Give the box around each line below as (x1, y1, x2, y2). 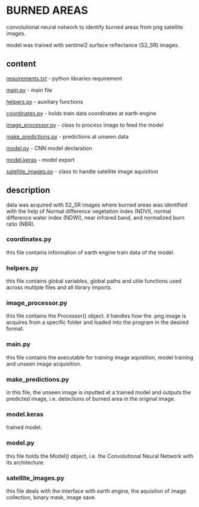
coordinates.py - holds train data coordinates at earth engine (6, 109, 157, 117)
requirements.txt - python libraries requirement (6, 74, 123, 82)
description (6, 185, 50, 196)
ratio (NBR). (6, 220, 35, 227)
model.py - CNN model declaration (6, 145, 93, 152)
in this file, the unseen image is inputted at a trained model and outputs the (6, 389, 191, 396)
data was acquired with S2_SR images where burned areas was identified (6, 201, 188, 208)
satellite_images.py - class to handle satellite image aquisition (6, 167, 159, 175)
